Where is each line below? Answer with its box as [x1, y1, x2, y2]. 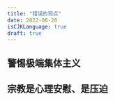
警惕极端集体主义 [7, 57, 81, 69]
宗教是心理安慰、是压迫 [7, 83, 108, 95]
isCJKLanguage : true [7, 23, 68, 30]
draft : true [7, 29, 42, 37]
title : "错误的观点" [7, 10, 61, 17]
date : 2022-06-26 [7, 17, 58, 24]
